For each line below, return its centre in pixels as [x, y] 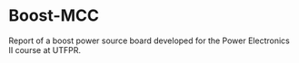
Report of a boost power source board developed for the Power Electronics [149, 40]
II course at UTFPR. [45, 49]
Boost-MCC [54, 16]
